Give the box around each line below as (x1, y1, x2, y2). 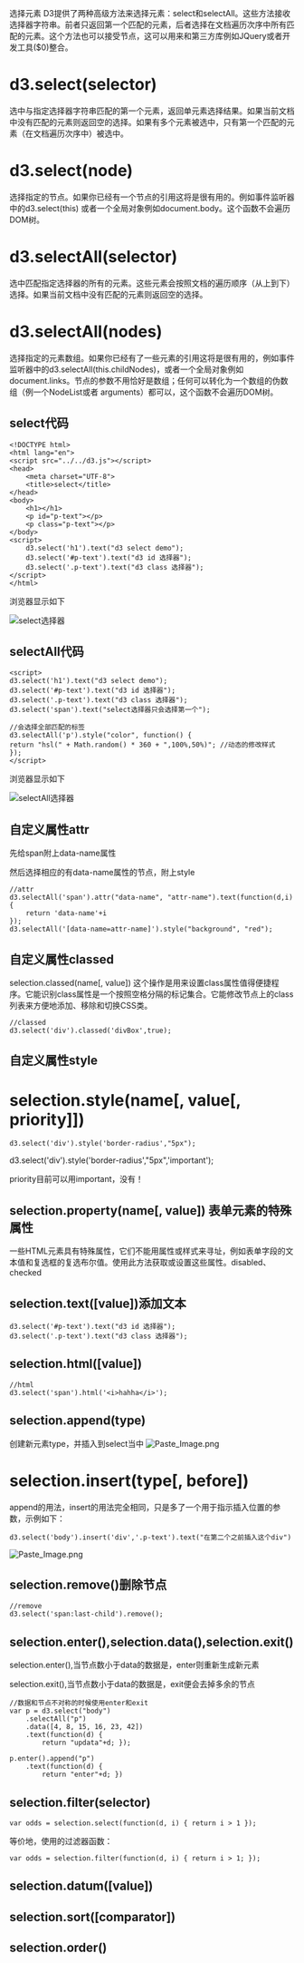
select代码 (9, 415, 70, 431)
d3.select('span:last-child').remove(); (9, 1609, 165, 1619)
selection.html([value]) (9, 1356, 143, 1372)
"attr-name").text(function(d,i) (166, 893, 294, 903)
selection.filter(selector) (9, 1794, 151, 1810)
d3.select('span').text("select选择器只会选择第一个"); (9, 706, 211, 715)
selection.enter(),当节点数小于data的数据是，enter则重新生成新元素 (9, 1659, 260, 1671)
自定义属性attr (9, 822, 90, 837)
